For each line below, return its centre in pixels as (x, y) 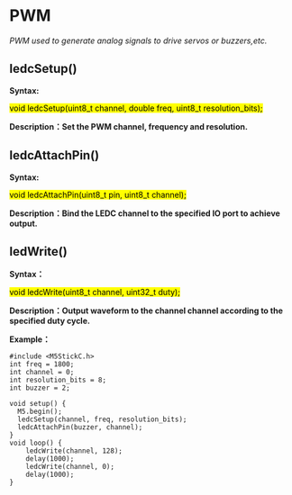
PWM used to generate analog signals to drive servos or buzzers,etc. (138, 40)
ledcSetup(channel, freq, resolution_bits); (102, 419)
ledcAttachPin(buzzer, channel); (80, 427)
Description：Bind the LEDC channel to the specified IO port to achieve (145, 213)
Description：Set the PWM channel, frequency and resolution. (128, 126)
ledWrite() (38, 252)
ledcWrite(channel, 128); (74, 451)
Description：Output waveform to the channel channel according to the (146, 310)
